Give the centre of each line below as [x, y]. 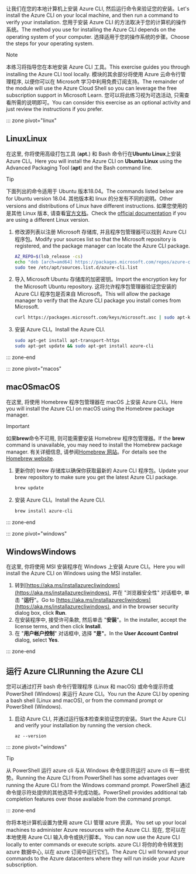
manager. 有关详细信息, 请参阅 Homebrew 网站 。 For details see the [86, 452]
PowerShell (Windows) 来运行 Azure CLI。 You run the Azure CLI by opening [97, 694]
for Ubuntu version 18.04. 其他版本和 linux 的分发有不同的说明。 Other [90, 198]
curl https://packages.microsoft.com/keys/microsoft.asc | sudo [94, 318]
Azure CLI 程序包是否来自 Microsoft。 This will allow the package [92, 294]
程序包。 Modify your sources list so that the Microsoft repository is [95, 239]
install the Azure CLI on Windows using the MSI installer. [74, 573]
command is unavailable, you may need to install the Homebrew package [94, 445]
